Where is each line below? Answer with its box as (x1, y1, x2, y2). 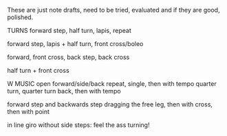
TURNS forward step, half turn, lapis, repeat (7, 27, 132, 34)
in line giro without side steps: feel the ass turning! (7, 121, 150, 129)
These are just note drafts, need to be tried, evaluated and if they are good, (7, 6, 220, 14)
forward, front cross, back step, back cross (7, 53, 130, 61)
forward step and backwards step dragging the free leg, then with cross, (7, 100, 213, 109)
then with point (7, 108, 50, 115)
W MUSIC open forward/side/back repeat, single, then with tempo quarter (7, 80, 217, 88)
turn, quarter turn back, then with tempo (7, 87, 122, 95)
